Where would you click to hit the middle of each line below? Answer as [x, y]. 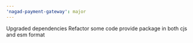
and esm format [26, 34]
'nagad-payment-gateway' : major [46, 11]
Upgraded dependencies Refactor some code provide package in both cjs [97, 28]
